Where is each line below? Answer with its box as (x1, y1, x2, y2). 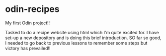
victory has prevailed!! (5, 45, 51, 51)
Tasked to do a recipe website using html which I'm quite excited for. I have (5, 29, 159, 35)
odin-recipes (5, 3, 60, 15)
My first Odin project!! (5, 20, 50, 26)
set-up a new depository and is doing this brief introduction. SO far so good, (5, 35, 162, 41)
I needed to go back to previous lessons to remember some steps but (5, 40, 148, 46)
